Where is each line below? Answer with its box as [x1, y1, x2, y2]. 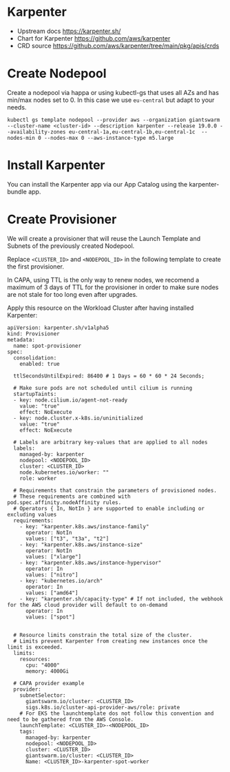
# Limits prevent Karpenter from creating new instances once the [13, 638, 208, 645]
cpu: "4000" [25, 662, 60, 669]
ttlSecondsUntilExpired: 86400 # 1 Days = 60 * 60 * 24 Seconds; [13, 373, 205, 379]
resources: [19, 656, 51, 663]
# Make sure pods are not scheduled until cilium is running [13, 384, 193, 391]
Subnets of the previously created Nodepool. [7, 242, 135, 250]
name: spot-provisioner [13, 342, 81, 349]
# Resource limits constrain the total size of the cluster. [13, 632, 193, 638]
